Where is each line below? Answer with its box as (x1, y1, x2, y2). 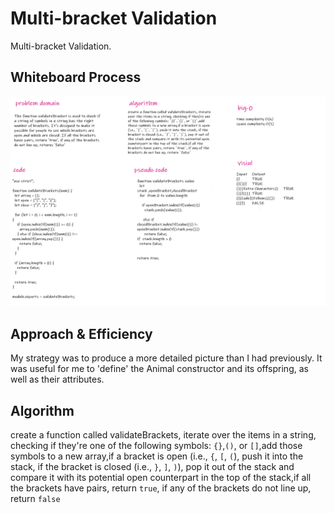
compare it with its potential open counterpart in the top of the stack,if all (10, 472, 312, 484)
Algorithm (10, 402, 75, 419)
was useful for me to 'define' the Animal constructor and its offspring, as (10, 363, 309, 375)
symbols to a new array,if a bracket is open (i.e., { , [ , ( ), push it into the (10, 450, 304, 462)
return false (10, 493, 61, 505)
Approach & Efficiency (10, 325, 153, 342)
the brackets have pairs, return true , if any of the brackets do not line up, (10, 482, 312, 494)
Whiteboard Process (10, 69, 142, 86)
